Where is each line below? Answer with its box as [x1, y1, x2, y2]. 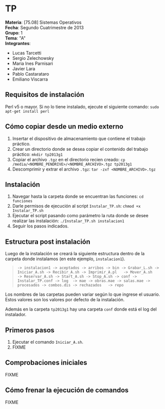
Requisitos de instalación [5, 91, 84, 99]
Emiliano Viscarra [12, 76, 48, 82]
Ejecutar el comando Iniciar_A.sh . [12, 339, 83, 345]
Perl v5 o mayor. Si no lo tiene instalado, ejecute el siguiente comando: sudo [5, 103, 159, 109]
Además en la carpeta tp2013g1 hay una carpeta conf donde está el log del [5, 306, 157, 312]
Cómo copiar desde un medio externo [5, 122, 124, 131]
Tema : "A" [5, 35, 26, 41]
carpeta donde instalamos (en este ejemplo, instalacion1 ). [5, 256, 125, 262]
